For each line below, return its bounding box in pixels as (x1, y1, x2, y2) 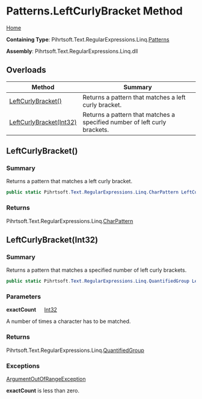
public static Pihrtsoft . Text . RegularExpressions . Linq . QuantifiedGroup (6, 278, 189, 284)
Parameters (6, 292, 41, 301)
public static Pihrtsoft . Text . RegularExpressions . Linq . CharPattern (6, 189, 179, 195)
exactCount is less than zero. (6, 387, 80, 394)
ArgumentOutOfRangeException (6, 375, 86, 383)
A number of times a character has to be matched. (6, 318, 131, 325)
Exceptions (6, 362, 40, 370)
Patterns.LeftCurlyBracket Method (6, 4, 183, 18)
